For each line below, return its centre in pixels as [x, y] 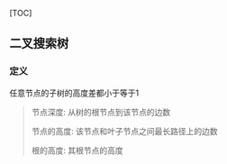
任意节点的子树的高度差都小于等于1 [74, 93]
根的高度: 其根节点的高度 [77, 150]
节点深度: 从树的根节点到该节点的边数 [101, 112]
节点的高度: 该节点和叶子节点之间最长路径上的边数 [124, 131]
